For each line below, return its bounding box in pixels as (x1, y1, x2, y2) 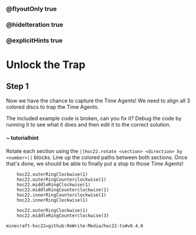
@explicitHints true (6, 36, 63, 44)
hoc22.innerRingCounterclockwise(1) (16, 192, 107, 198)
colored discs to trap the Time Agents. (6, 103, 99, 110)
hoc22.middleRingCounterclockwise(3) (16, 213, 109, 219)
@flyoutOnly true (6, 5, 57, 13)
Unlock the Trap (6, 58, 86, 71)
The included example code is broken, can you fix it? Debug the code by (6, 114, 182, 122)
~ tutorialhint (6, 134, 39, 141)
